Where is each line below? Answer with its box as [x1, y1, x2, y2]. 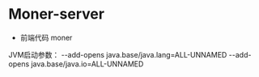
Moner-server [8, 5, 105, 24]
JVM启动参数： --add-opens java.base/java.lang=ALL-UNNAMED [8, 49, 227, 59]
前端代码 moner [19, 32, 73, 42]
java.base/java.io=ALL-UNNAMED [31, 58, 144, 69]
